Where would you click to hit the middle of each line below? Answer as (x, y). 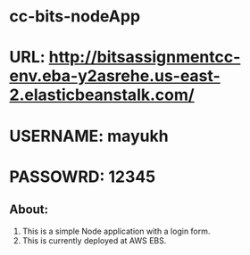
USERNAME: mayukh (89, 136)
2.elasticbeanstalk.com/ (102, 95)
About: (29, 210)
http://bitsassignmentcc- (145, 58)
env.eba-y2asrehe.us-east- (115, 76)
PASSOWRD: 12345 (83, 177)
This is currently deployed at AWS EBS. (94, 240)
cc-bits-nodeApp (75, 16)
